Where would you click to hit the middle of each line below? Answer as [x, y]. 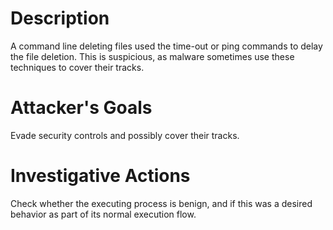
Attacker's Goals [81, 108]
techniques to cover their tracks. [77, 67]
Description [60, 18]
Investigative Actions [100, 176]
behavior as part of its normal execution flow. [103, 214]
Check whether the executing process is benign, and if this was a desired [161, 203]
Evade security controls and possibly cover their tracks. [125, 135]
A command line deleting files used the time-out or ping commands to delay [166, 46]
